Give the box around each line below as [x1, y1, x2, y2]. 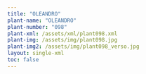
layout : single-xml [7, 50, 65, 57]
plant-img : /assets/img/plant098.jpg [7, 37, 118, 44]
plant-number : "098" [7, 23, 68, 30]
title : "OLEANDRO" [7, 10, 61, 18]
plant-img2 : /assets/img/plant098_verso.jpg [7, 43, 140, 50]
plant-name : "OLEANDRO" [7, 17, 77, 24]
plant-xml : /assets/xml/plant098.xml [7, 30, 118, 37]
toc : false [7, 56, 39, 63]
